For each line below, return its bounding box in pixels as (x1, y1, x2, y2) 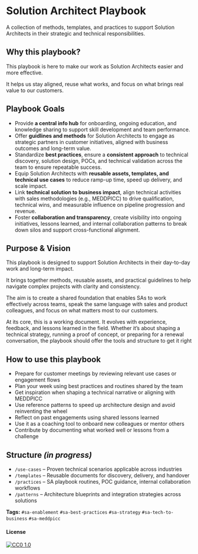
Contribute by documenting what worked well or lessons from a (14, 426, 170, 434)
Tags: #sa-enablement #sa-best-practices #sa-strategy (6, 509, 141, 515)
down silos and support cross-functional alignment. (14, 226, 140, 233)
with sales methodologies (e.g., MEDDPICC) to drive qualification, (14, 195, 174, 202)
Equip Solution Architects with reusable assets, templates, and (14, 170, 169, 177)
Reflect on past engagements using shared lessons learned (14, 414, 159, 421)
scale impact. (14, 182, 48, 190)
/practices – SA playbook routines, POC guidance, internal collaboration (14, 478, 191, 485)
